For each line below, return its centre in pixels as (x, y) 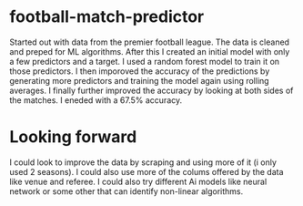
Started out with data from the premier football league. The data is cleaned (149, 42)
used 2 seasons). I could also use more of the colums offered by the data (146, 171)
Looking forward (73, 137)
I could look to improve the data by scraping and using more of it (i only (143, 162)
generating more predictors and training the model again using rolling (140, 80)
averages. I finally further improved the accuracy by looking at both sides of (151, 90)
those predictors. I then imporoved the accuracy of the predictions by (140, 71)
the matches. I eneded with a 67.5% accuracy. (96, 100)
